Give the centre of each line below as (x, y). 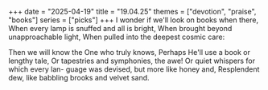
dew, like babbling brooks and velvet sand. (79, 78)
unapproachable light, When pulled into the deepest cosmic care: (117, 37)
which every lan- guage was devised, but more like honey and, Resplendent (134, 69)
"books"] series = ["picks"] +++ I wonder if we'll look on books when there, (134, 20)
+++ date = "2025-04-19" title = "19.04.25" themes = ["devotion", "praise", (132, 12)
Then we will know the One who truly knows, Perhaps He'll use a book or (130, 52)
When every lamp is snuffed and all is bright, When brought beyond (120, 28)
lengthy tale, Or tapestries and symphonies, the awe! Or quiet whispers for (132, 61)
